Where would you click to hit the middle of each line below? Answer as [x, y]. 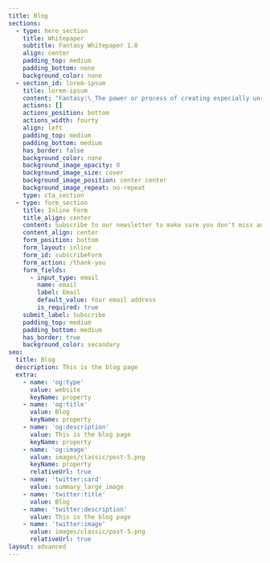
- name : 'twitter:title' [64, 494]
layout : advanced [37, 547]
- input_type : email [64, 277]
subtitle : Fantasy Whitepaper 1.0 [80, 46]
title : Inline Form [55, 210]
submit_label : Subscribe [64, 314]
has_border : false [53, 150]
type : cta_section [53, 195]
